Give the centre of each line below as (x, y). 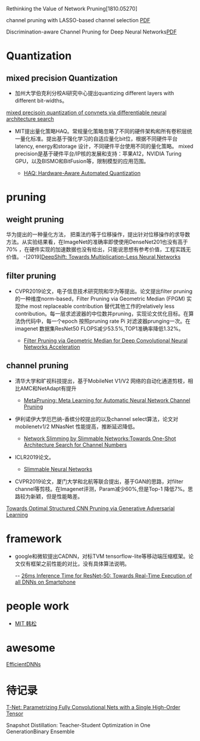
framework (34, 539)
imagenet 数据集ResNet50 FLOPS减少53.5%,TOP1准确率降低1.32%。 (99, 328)
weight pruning (35, 219)
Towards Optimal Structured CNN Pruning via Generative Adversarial (90, 508)
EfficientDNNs (24, 664)
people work (38, 606)
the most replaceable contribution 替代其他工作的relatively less (97, 306)
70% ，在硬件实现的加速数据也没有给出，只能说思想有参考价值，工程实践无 (99, 249)
